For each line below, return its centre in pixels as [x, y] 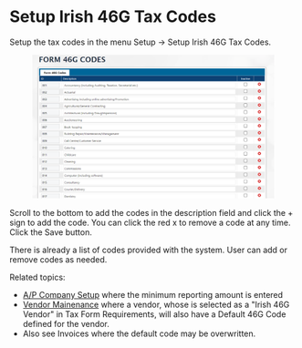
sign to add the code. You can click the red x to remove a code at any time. [150, 223]
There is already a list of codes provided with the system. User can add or [148, 250]
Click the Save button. [51, 232]
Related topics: [37, 277]
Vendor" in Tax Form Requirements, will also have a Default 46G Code [154, 314]
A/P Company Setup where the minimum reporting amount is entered [153, 295]
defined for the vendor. [66, 324]
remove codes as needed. [58, 260]
